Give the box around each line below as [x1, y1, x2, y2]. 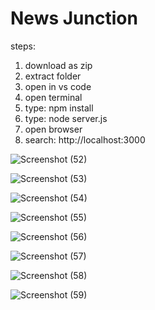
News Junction [10, 7, 138, 30]
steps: [10, 40, 36, 52]
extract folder [24, 70, 82, 82]
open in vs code [24, 80, 92, 92]
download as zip [24, 59, 93, 71]
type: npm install [24, 102, 94, 114]
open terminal [24, 91, 83, 103]
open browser [24, 123, 83, 135]
